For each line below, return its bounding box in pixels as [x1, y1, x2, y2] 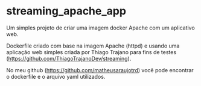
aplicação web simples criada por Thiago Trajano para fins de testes [6, 48, 177, 55]
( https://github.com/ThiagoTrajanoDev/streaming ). [6, 55, 132, 62]
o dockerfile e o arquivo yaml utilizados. [6, 73, 106, 80]
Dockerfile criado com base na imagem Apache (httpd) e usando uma [6, 42, 180, 49]
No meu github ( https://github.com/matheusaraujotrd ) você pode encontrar [6, 66, 194, 73]
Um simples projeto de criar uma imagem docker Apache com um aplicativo [6, 24, 195, 31]
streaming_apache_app [6, 4, 127, 18]
